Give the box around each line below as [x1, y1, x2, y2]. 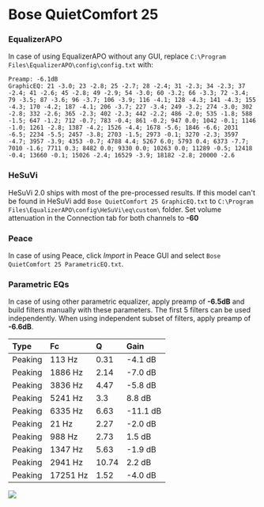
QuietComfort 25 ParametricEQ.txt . [8, 259, 124, 269]
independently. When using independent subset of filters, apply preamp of [8, 314, 251, 323]
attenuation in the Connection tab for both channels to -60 [8, 213, 199, 222]
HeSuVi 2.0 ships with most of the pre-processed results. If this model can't [8, 187, 255, 197]
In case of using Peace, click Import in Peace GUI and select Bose [8, 251, 221, 260]
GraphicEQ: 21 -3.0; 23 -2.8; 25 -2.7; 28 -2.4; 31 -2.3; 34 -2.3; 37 [8, 82, 246, 90]
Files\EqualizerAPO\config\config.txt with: [8, 60, 154, 70]
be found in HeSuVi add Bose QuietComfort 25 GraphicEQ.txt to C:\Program [8, 196, 254, 206]
